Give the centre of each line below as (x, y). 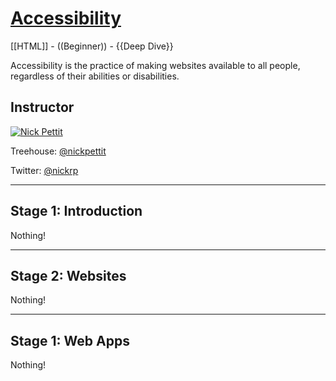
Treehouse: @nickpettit (58, 151)
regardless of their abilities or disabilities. (95, 76)
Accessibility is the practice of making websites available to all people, (155, 65)
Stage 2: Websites (68, 275)
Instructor (42, 107)
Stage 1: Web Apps (70, 340)
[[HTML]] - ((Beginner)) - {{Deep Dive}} (92, 46)
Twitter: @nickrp (44, 170)
